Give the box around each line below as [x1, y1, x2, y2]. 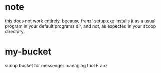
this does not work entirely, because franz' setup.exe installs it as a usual [5, 18, 156, 24]
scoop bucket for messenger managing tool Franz [5, 62, 108, 68]
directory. [5, 28, 25, 34]
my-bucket [5, 46, 52, 57]
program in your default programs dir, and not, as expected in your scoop [5, 23, 156, 29]
